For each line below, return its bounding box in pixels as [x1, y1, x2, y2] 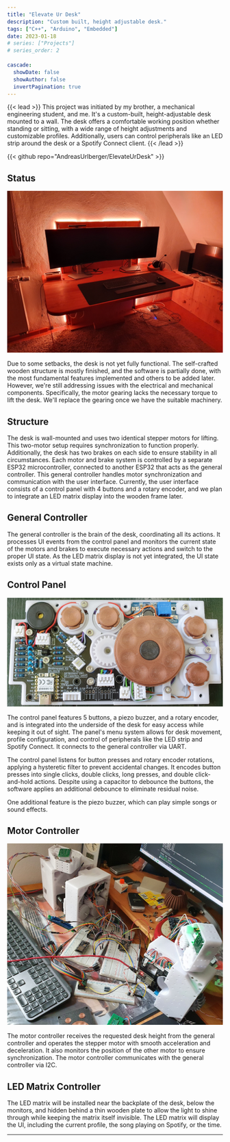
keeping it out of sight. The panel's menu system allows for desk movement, [7, 728, 222, 736]
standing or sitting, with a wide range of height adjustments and [7, 125, 187, 133]
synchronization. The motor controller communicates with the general [7, 1054, 204, 1062]
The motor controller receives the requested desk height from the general [7, 1032, 215, 1040]
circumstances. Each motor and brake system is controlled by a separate [7, 456, 213, 464]
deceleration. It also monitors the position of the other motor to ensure [7, 1046, 205, 1054]
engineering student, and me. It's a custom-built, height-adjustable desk [7, 110, 212, 118]
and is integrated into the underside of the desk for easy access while [7, 720, 204, 728]
